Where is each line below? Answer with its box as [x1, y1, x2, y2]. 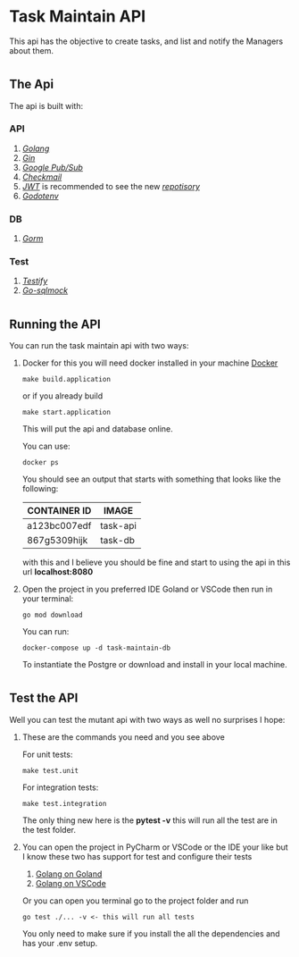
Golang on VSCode [35, 877, 107, 888]
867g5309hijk [26, 534, 88, 547]
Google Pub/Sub [21, 162, 83, 172]
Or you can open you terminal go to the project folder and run [21, 895, 249, 906]
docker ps [21, 458, 60, 467]
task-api [100, 520, 137, 533]
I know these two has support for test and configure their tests [21, 851, 253, 861]
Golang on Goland [35, 869, 103, 879]
